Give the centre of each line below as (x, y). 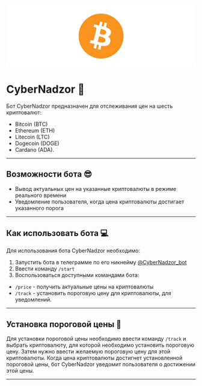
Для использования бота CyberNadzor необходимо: (73, 251)
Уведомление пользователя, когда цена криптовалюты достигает (99, 201)
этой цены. (20, 371)
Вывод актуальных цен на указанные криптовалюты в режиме (96, 188)
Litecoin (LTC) (32, 137)
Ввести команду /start (45, 269)
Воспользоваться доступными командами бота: (77, 275)
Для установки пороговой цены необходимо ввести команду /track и (96, 339)
